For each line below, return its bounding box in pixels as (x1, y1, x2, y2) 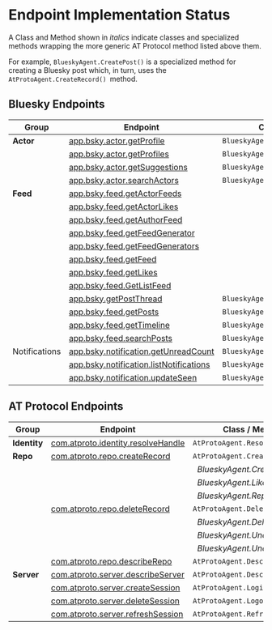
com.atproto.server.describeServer (51, 568, 185, 580)
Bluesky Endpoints (8, 97, 105, 111)
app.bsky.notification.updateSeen (68, 372, 198, 383)
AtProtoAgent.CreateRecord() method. (8, 74, 138, 83)
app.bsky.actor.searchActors (68, 174, 180, 185)
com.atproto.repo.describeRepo (51, 556, 172, 567)
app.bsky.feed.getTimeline (68, 319, 170, 330)
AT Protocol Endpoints (8, 399, 124, 414)
